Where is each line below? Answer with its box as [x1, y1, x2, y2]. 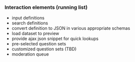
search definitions [11, 20, 48, 26]
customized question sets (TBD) [11, 46, 77, 52]
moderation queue [11, 51, 49, 57]
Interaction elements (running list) [4, 4, 88, 11]
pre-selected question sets [11, 41, 67, 47]
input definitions [11, 15, 45, 21]
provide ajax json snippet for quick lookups [11, 36, 99, 41]
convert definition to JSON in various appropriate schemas [11, 25, 131, 31]
